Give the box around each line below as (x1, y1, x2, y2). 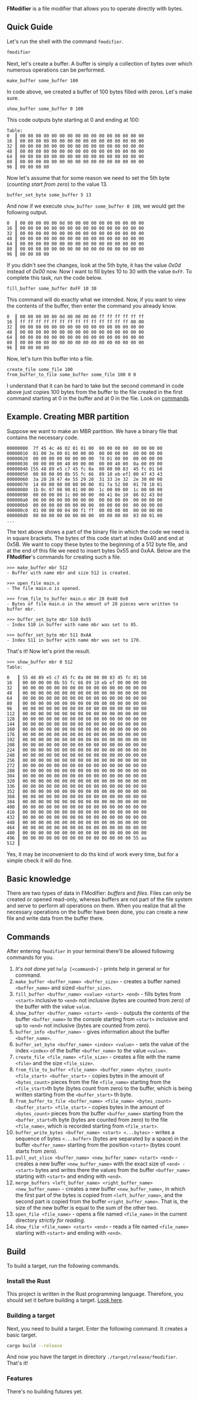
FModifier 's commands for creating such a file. (6, 553, 121, 560)
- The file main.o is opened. (6, 585, 81, 591)
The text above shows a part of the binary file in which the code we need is (6, 528, 190, 535)
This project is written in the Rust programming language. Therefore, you (6, 1290, 183, 1297)
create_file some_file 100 (6, 366, 73, 372)
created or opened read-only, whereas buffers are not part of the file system (6, 896, 193, 903)
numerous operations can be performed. (6, 66, 105, 73)
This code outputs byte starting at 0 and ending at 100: (6, 116, 140, 123)
